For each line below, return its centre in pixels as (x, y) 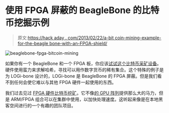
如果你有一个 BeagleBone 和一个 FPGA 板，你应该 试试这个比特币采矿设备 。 (83, 63)
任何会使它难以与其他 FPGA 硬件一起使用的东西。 (65, 82)
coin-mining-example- (138, 38)
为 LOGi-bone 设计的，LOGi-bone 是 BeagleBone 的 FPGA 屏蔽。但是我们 (81, 76)
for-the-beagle (33, 43)
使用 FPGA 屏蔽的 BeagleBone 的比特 (82, 10)
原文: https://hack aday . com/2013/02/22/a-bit (66, 38)
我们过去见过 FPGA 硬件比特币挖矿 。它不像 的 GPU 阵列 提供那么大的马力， (82, 93)
